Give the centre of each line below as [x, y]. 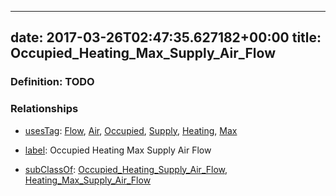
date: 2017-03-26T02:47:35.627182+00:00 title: [166, 37]
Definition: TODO [52, 82]
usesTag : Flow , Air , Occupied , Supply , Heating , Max [131, 130]
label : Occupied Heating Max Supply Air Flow [118, 150]
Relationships [44, 109]
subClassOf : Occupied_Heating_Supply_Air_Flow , [126, 169]
